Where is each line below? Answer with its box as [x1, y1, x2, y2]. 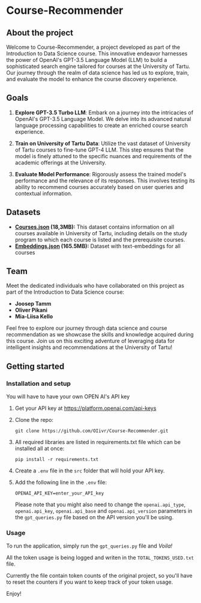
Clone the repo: [14, 416, 54, 424]
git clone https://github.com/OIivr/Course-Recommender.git [14, 428, 169, 434]
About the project [6, 28, 74, 38]
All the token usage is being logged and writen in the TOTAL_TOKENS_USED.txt [6, 554, 194, 561]
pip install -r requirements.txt [14, 457, 99, 463]
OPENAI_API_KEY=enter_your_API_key [14, 490, 104, 496]
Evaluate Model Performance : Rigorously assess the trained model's [14, 170, 187, 178]
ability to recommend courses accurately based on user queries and [14, 183, 184, 190]
